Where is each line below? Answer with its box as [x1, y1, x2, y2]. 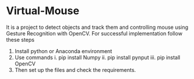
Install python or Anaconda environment [14, 47, 113, 54]
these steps [6, 36, 35, 43]
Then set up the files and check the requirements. [14, 66, 136, 73]
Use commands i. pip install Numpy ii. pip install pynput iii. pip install [14, 54, 181, 61]
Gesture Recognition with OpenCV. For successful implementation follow [6, 29, 183, 37]
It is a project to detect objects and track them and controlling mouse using [6, 24, 189, 31]
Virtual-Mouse [6, 4, 80, 18]
